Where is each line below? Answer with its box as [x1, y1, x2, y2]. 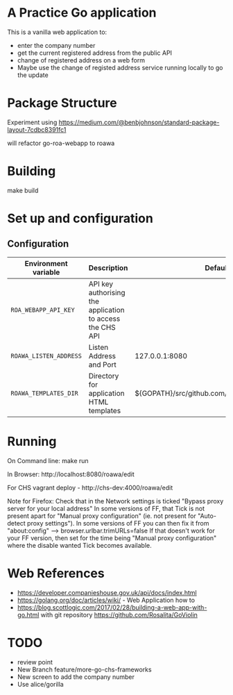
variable [32, 267, 60, 277]
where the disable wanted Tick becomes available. [7, 541, 153, 549]
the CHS [88, 322, 116, 332]
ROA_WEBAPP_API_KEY [10, 305, 75, 314]
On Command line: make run [7, 456, 89, 464]
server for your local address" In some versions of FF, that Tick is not [7, 504, 205, 512]
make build [7, 186, 39, 194]
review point [17, 658, 53, 666]
